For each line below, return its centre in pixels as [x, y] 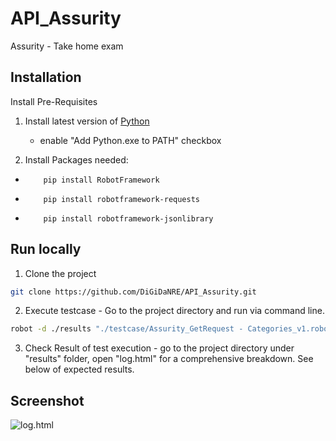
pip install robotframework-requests [121, 199]
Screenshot [47, 400]
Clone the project [60, 273]
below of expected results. [79, 369]
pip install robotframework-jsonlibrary [128, 218]
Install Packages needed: [76, 159]
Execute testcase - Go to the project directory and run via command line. [174, 311]
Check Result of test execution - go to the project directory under [159, 348]
